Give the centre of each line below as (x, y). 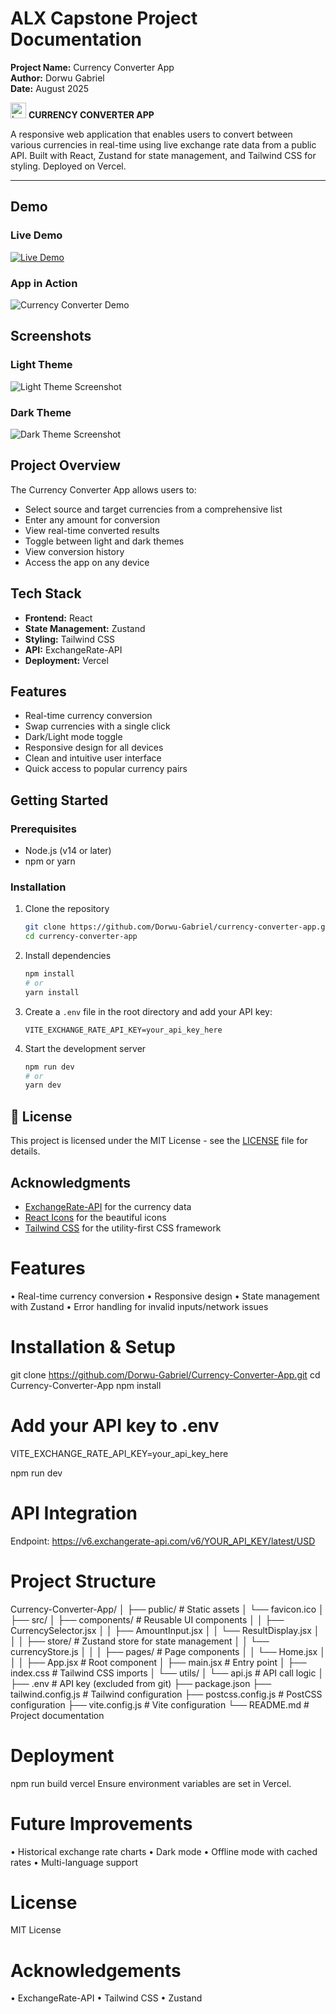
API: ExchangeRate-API (73, 649)
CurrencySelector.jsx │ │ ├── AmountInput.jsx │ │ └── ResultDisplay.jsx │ (165, 1630)
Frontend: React (58, 618)
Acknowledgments (71, 1182)
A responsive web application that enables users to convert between (151, 134)
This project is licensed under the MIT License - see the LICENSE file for (159, 1141)
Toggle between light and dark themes (104, 541)
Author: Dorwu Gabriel (57, 78)
